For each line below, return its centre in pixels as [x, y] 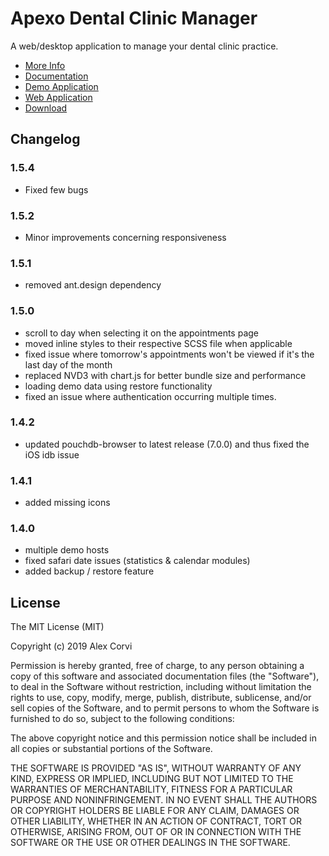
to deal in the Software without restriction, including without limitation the [161, 687]
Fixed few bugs [56, 189]
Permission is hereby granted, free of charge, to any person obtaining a [157, 666]
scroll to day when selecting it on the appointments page [142, 333]
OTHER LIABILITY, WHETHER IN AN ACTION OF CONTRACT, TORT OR [156, 821]
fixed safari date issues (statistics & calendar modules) [137, 561]
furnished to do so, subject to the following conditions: [122, 719]
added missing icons [67, 503]
